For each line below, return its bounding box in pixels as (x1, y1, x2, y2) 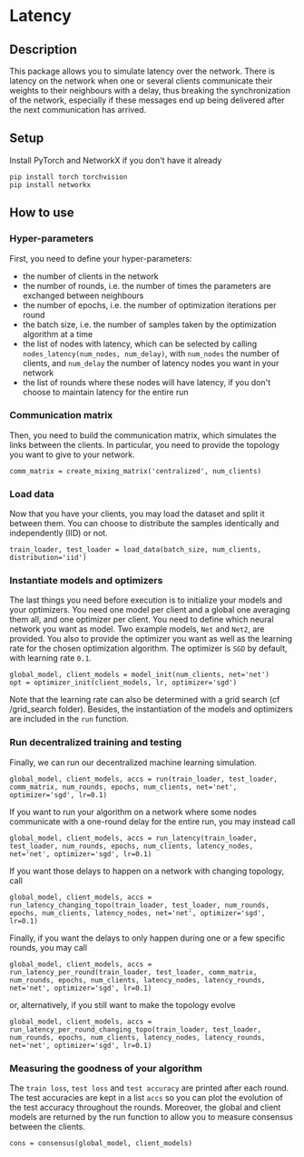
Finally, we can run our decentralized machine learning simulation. (9, 756, 257, 768)
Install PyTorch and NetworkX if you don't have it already (9, 155, 222, 165)
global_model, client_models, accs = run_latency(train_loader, (9, 833, 258, 843)
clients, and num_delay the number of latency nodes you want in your (22, 357, 279, 368)
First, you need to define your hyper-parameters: (9, 253, 192, 264)
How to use (9, 205, 74, 221)
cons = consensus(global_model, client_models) (9, 1138, 193, 1148)
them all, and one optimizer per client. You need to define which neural (9, 614, 274, 625)
